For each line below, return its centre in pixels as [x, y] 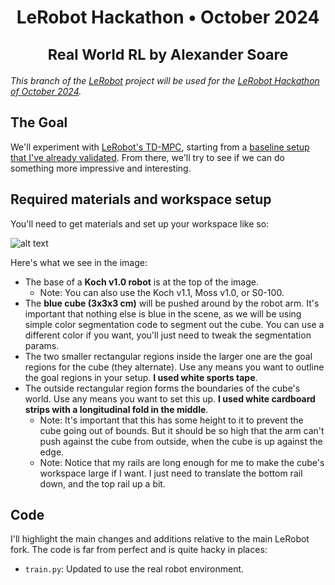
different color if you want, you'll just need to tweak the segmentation [168, 335]
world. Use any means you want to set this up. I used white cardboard [170, 398]
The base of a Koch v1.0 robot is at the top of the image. [142, 282]
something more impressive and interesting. [101, 168]
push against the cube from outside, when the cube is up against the [181, 441]
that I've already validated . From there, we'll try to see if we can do [147, 157]
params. [42, 345]
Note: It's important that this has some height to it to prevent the [171, 420]
